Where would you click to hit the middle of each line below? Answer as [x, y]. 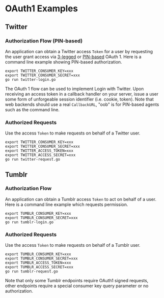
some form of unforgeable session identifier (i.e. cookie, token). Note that [79, 99]
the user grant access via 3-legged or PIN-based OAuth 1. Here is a [73, 57]
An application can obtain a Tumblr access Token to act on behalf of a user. [81, 199]
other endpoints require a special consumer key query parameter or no [77, 286]
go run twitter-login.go [30, 79]
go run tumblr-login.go [29, 222]
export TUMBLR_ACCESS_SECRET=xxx [39, 267]
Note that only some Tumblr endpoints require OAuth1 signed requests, [77, 281]
